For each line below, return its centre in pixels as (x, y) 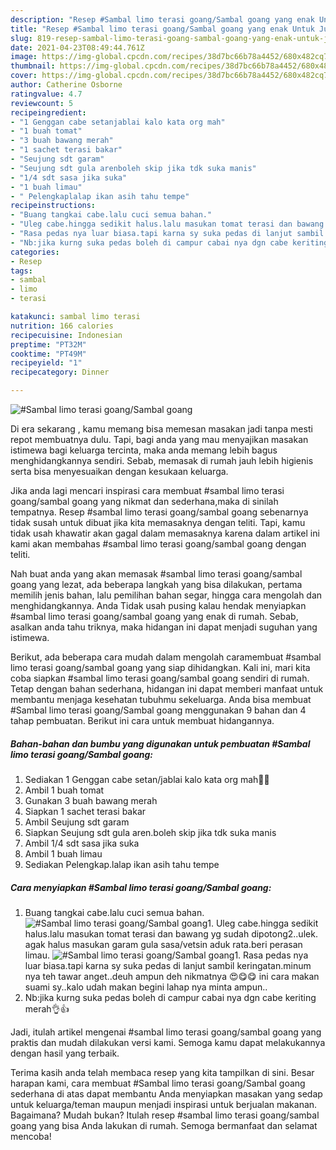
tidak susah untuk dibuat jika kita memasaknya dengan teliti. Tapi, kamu (158, 522)
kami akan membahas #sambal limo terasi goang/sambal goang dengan (158, 544)
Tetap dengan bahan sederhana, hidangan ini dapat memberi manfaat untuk (167, 689)
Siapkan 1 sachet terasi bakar (85, 811)
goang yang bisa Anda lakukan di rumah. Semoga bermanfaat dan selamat (164, 1125)
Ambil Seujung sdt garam (77, 822)
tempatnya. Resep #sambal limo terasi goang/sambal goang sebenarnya (159, 512)
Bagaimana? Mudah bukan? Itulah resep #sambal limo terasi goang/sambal (165, 1115)
